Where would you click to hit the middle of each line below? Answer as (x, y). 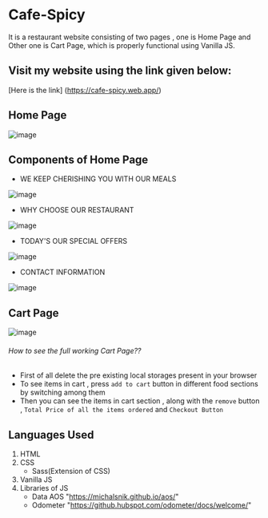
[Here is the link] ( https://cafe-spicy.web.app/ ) (85, 90)
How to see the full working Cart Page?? (75, 350)
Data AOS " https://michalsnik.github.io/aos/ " (105, 497)
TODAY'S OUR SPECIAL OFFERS (74, 241)
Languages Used (51, 435)
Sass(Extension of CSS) (71, 471)
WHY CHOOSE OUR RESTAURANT (77, 210)
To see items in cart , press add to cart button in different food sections (139, 384)
